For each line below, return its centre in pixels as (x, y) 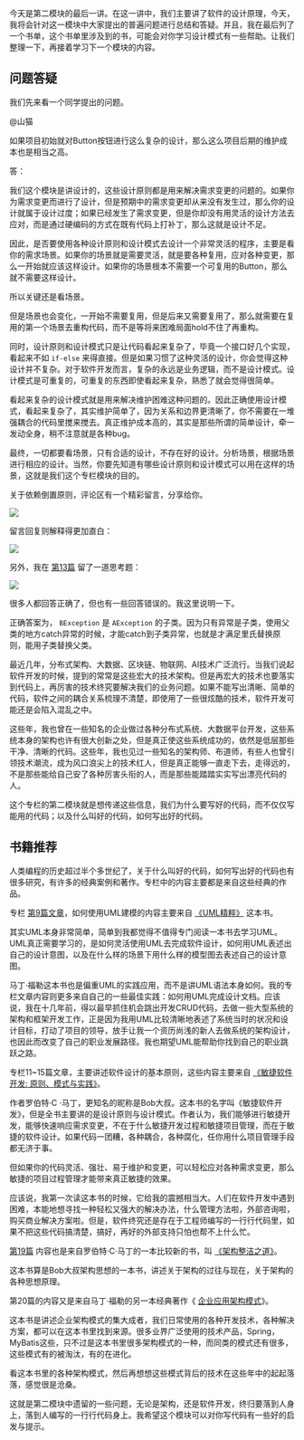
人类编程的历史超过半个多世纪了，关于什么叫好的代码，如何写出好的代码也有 (152, 871)
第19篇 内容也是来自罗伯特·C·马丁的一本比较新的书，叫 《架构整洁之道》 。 (146, 1251)
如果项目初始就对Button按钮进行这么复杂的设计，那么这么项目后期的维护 (145, 140)
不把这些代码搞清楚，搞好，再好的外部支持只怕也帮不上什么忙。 (136, 1231)
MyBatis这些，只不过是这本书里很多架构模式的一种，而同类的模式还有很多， (152, 1342)
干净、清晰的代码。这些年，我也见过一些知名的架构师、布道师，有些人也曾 (148, 751)
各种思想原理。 (37, 1281)
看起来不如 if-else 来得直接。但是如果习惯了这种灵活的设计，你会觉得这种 (148, 358)
